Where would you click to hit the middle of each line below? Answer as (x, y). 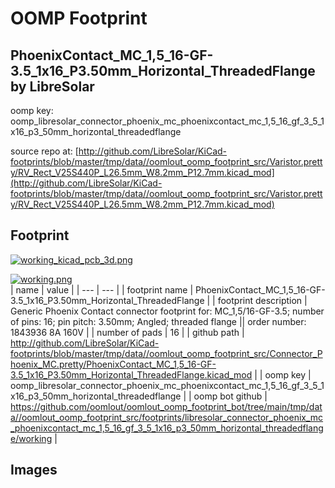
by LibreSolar (52, 86)
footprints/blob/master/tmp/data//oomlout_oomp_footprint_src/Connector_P (166, 353)
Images (34, 470)
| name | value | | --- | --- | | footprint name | (102, 289)
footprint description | (262, 300)
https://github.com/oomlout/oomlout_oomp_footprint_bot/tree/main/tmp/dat (166, 406)
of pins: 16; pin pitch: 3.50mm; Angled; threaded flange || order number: (158, 321)
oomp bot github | (230, 396)
